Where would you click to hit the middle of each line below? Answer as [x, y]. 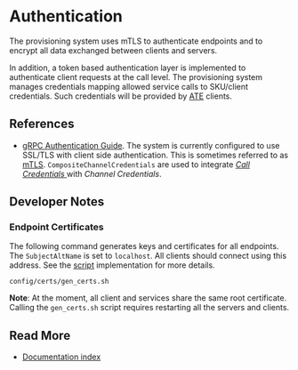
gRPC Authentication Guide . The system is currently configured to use [151, 145]
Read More [40, 335]
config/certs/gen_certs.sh [59, 282]
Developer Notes [57, 202]
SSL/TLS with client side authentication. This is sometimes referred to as [155, 155]
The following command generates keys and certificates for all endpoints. [144, 246]
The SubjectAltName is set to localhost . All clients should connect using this [148, 256]
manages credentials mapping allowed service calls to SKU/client [129, 86]
